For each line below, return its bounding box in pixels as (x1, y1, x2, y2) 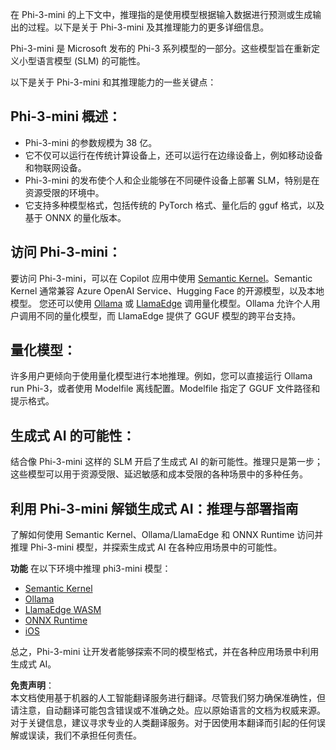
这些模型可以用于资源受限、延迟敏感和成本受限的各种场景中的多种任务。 (10, 468, 308, 480)
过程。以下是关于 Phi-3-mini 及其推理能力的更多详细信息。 (27, 21, 270, 33)
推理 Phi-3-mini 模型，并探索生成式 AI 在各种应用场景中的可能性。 (10, 541, 283, 553)
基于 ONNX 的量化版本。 (24, 211, 127, 223)
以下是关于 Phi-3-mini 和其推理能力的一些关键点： (10, 76, 217, 88)
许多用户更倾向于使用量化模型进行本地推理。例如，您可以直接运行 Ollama (10, 370, 313, 382)
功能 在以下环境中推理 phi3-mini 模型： (10, 563, 172, 575)
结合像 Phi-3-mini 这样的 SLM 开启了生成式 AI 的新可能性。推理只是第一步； (10, 456, 323, 468)
